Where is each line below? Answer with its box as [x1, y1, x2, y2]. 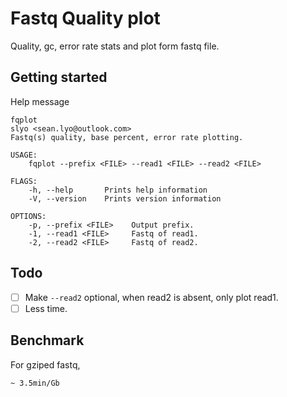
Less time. [24, 302, 68, 314]
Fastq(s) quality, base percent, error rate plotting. [10, 132, 244, 142]
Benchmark [10, 332, 85, 349]
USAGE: [10, 150, 38, 160]
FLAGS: [10, 176, 38, 186]
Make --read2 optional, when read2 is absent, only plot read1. [24, 291, 279, 303]
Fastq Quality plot [10, 7, 161, 30]
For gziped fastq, [10, 358, 81, 371]
